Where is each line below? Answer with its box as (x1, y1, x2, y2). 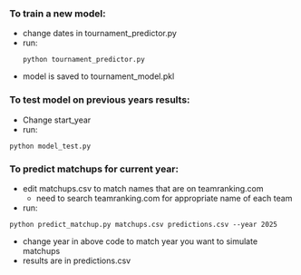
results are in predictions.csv (22, 255, 131, 266)
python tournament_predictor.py (22, 55, 145, 64)
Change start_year (22, 114, 92, 125)
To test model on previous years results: (9, 93, 190, 106)
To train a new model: (9, 7, 106, 20)
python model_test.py (9, 142, 92, 151)
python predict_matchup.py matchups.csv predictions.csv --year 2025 (9, 220, 278, 229)
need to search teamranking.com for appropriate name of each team (35, 192, 293, 203)
